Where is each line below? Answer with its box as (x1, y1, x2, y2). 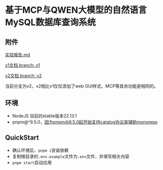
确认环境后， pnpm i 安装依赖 (12, 147, 69, 153)
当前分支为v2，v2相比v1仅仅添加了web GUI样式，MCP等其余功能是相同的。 (5, 83, 159, 89)
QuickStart (5, 134, 39, 142)
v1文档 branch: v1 (5, 62, 40, 68)
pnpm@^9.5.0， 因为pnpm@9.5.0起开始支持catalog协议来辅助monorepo (12, 119, 158, 125)
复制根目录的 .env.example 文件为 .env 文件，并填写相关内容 (12, 153, 130, 159)
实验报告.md (5, 52, 30, 57)
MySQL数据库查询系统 (5, 17, 96, 28)
